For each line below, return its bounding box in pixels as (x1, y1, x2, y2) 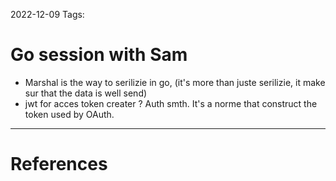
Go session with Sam (10, 44, 188, 66)
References (10, 153, 108, 176)
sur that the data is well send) (24, 87, 148, 99)
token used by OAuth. (24, 108, 115, 120)
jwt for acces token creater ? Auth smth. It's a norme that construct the (24, 97, 318, 109)
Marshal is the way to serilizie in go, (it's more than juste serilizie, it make (24, 76, 326, 88)
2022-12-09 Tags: (10, 9, 85, 20)
